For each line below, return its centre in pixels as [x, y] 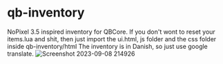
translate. [21, 54]
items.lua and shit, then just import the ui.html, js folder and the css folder [112, 39]
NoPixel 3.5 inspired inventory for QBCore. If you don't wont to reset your [111, 32]
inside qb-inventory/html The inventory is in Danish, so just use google [108, 46]
